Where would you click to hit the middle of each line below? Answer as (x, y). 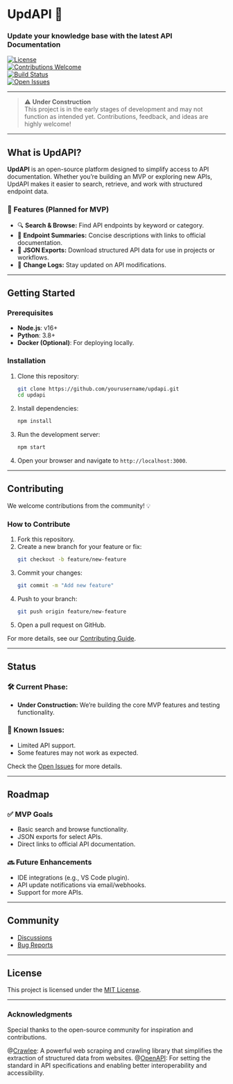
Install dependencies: (48, 408)
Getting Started (41, 293)
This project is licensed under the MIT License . (74, 990)
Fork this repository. (46, 539)
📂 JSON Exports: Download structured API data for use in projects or (116, 250)
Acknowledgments (40, 1014)
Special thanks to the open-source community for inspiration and (100, 1030)
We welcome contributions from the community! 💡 (79, 505)
